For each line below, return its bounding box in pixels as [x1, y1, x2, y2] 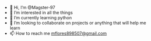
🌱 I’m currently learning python [9, 15, 72, 20]
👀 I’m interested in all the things [9, 10, 73, 15]
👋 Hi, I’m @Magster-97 [9, 5, 56, 10]
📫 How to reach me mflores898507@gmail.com [9, 30, 107, 36]
